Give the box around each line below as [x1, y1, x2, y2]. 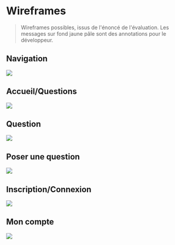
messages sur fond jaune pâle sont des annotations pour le [20, 30, 167, 37]
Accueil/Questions [6, 86, 77, 96]
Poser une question [6, 152, 80, 162]
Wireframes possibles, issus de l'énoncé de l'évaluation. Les [20, 24, 170, 31]
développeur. [20, 36, 54, 43]
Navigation [6, 54, 48, 64]
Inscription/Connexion [6, 184, 92, 194]
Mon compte [6, 217, 55, 227]
